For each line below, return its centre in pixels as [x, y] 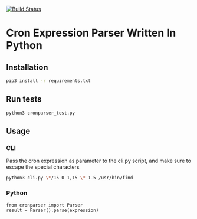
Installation [27, 67]
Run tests [24, 99]
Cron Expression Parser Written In [91, 33]
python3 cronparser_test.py [41, 113]
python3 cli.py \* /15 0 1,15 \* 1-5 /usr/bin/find [70, 178]
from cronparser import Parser [45, 205]
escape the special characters [43, 167]
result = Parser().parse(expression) [52, 210]
